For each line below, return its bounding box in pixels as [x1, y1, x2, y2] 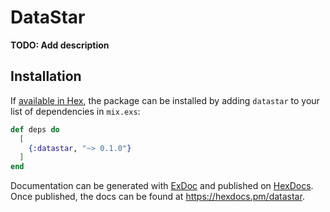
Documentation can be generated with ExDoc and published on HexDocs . [10, 180, 314, 192]
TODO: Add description [10, 39, 110, 51]
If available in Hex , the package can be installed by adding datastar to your [10, 94, 320, 106]
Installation [10, 68, 82, 85]
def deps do [10, 124, 60, 135]
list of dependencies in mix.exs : [10, 105, 141, 117]
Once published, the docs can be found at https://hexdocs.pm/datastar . [10, 191, 305, 203]
